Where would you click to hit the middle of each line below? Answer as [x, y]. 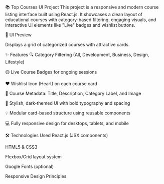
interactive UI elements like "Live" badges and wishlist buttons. [70, 25]
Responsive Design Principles [36, 176]
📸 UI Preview [18, 35]
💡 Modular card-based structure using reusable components [68, 113]
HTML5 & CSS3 [21, 147]
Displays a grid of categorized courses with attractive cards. [67, 45]
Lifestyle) [15, 62]
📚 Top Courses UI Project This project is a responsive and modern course [82, 7]
